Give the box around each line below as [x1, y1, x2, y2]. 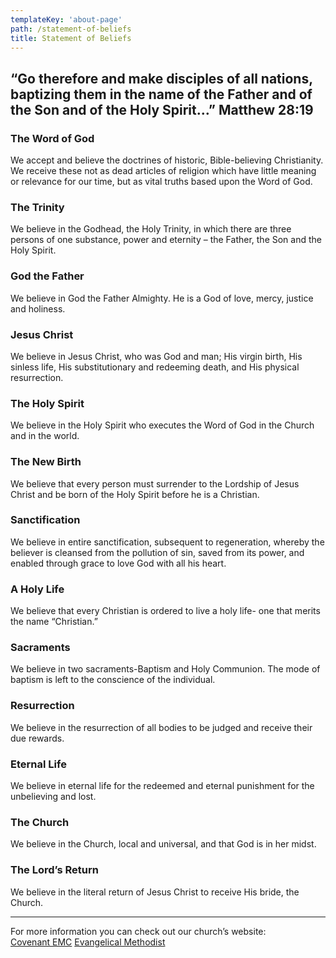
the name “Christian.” [10, 616, 98, 628]
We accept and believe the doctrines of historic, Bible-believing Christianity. [10, 154, 324, 166]
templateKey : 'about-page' [10, 14, 123, 25]
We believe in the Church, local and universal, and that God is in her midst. [10, 838, 317, 850]
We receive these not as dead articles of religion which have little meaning [10, 165, 317, 177]
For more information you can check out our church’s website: [10, 925, 267, 937]
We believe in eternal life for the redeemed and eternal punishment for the [10, 780, 315, 792]
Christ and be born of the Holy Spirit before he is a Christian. [10, 488, 260, 500]
